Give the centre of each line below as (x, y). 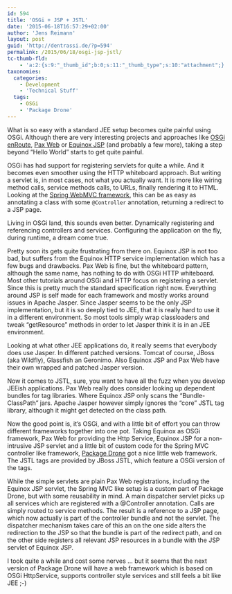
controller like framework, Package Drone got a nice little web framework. (112, 453)
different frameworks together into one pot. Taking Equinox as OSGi (104, 431)
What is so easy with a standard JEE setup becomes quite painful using (109, 129)
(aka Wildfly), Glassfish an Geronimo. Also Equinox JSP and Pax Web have (113, 360)
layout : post (26, 39)
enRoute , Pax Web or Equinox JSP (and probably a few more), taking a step (115, 144)
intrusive (20, 445)
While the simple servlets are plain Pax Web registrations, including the (108, 481)
